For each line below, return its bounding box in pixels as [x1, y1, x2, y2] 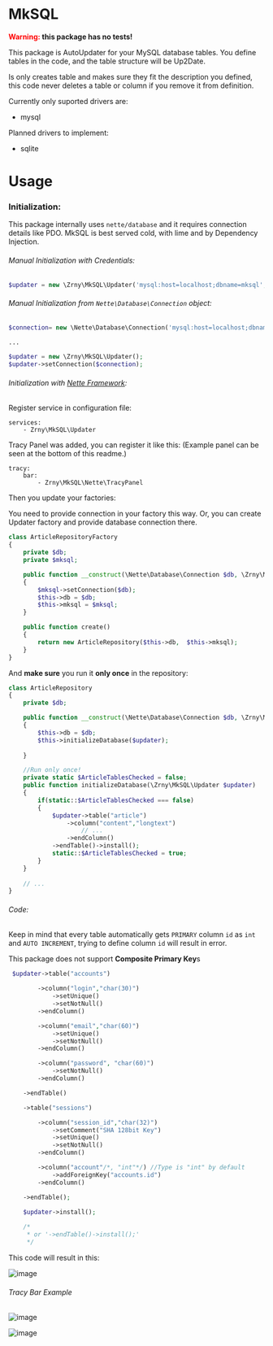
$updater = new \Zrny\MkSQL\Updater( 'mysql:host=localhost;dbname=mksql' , [8, 281, 267, 289]
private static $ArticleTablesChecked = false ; [23, 773, 187, 782]
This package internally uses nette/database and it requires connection [8, 220, 247, 229]
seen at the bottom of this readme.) [8, 449, 128, 459]
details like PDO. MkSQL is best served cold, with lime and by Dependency [8, 229, 258, 238]
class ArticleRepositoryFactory [8, 534, 118, 542]
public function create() [23, 623, 111, 631]
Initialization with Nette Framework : [8, 377, 128, 387]
